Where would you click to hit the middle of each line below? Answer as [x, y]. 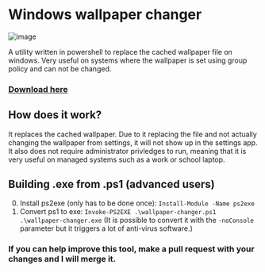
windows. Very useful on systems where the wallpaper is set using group [128, 60]
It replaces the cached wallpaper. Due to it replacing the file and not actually [133, 134]
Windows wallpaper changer [105, 15]
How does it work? [55, 115]
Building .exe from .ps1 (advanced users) [112, 184]
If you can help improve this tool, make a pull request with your [132, 249]
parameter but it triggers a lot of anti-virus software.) [106, 228]
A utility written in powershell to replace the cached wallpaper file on [120, 52]
